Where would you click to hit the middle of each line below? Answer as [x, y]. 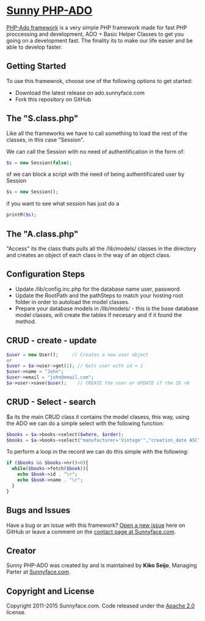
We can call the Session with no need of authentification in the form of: [95, 151]
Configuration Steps [46, 274]
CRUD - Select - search [51, 402]
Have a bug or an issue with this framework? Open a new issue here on [96, 525]
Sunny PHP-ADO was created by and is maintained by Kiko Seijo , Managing [102, 565]
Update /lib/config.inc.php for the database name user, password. [98, 289]
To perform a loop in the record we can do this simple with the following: [98, 452]
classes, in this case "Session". [45, 140]
